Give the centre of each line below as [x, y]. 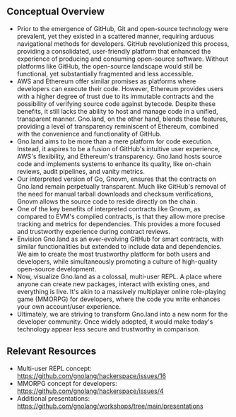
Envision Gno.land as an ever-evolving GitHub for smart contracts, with [120, 239]
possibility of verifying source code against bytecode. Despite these [116, 104]
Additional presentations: [53, 398]
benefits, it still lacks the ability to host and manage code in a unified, [117, 111]
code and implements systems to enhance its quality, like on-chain [114, 164]
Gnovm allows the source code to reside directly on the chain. [107, 201]
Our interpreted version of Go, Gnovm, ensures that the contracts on [116, 179]
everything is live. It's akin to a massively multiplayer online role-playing [122, 291]
